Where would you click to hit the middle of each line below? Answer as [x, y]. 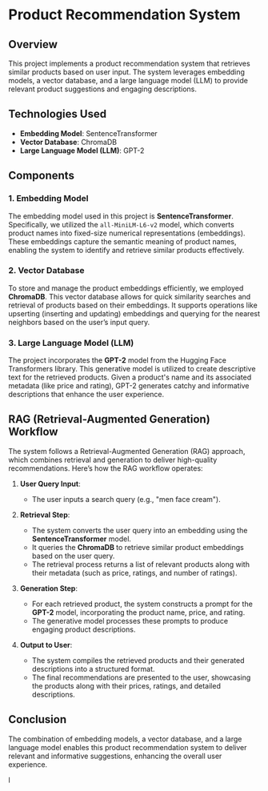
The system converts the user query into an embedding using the [140, 530]
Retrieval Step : [45, 515]
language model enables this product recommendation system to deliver [128, 747]
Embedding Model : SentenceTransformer [88, 133]
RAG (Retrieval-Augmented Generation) [109, 419]
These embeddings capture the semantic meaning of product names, [122, 241]
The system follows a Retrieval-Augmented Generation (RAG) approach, [127, 451]
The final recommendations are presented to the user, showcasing [141, 677]
